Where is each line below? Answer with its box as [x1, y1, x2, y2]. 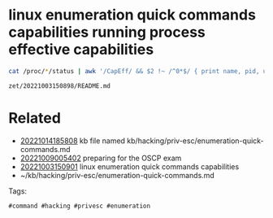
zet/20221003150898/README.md [8, 81, 111, 90]
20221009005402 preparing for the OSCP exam [19, 153, 182, 163]
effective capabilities [8, 41, 154, 59]
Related [8, 109, 61, 127]
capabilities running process [8, 23, 206, 41]
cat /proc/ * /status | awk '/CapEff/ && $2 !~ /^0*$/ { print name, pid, [8, 67, 260, 75]
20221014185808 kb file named [19, 136, 126, 146]
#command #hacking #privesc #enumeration [8, 202, 151, 210]
